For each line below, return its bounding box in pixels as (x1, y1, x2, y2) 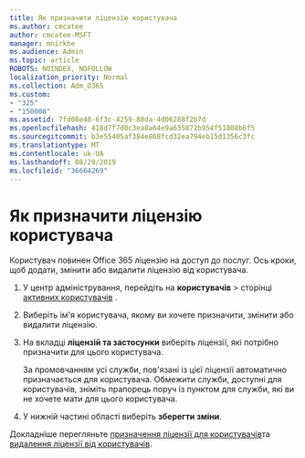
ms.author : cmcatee (9, 22, 84, 31)
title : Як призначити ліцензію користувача (9, 13, 178, 23)
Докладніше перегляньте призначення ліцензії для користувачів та (9, 429, 271, 440)
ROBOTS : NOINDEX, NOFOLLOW (9, 65, 112, 74)
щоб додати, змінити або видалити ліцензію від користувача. (9, 265, 249, 276)
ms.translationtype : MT (9, 141, 100, 150)
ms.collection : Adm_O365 (9, 81, 104, 90)
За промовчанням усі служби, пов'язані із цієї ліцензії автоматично (22, 364, 288, 375)
